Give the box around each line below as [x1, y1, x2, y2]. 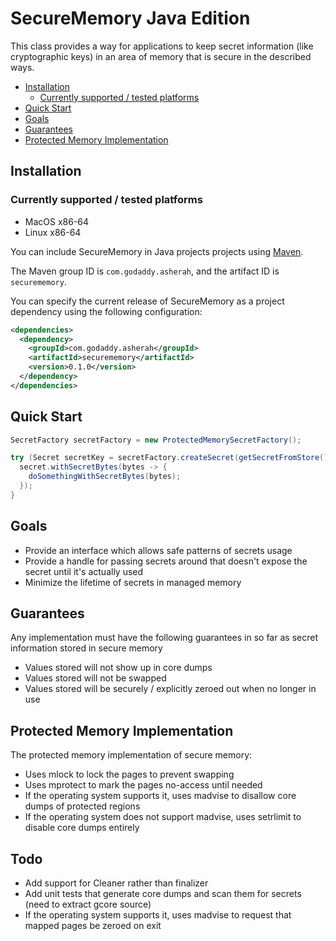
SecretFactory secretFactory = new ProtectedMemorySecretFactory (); [10, 435, 302, 445]
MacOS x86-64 [24, 215, 90, 227]
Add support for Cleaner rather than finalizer [24, 877, 209, 889]
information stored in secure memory [10, 642, 163, 654]
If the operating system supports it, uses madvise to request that [24, 909, 292, 921]
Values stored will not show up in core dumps [24, 662, 213, 674]
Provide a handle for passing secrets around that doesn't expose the [24, 555, 308, 567]
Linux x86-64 [24, 226, 82, 238]
